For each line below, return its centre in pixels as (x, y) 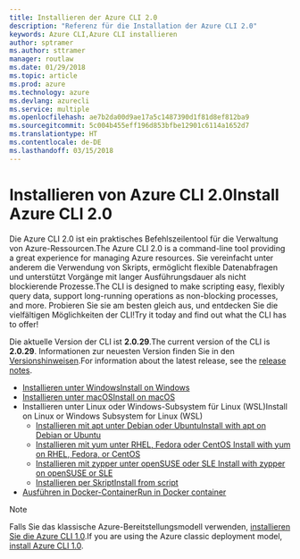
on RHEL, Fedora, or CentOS (88, 453)
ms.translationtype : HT (54, 134)
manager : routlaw (42, 59)
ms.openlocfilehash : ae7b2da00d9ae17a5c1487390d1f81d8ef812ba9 (129, 117)
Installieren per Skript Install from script (107, 482)
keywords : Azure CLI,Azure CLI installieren (93, 34)
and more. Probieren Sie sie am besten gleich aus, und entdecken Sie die (144, 305)
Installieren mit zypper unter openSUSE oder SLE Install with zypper (160, 463)
